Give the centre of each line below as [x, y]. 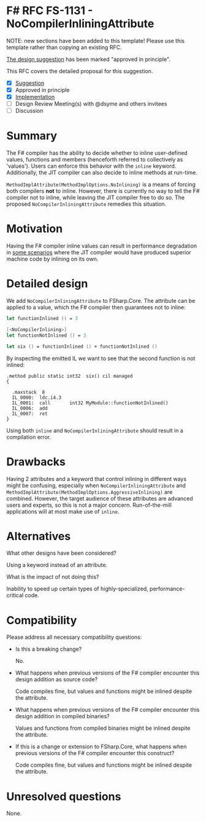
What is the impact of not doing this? [53, 577]
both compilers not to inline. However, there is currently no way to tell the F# [103, 191]
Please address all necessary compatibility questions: [74, 637]
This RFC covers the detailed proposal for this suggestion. [80, 71]
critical [15, 595]
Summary [32, 136]
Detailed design [47, 284]
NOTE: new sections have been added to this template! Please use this [96, 41]
